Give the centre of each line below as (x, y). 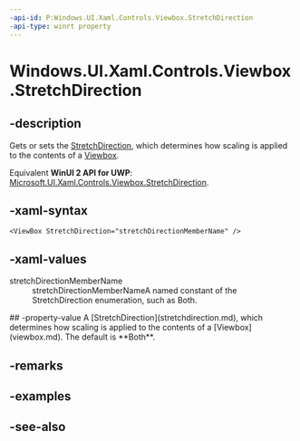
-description (45, 124)
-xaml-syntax (49, 211)
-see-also (38, 427)
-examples (40, 396)
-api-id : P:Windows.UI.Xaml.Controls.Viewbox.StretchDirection (131, 18)
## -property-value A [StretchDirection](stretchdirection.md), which (136, 318)
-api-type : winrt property (60, 26)
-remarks (36, 365)
